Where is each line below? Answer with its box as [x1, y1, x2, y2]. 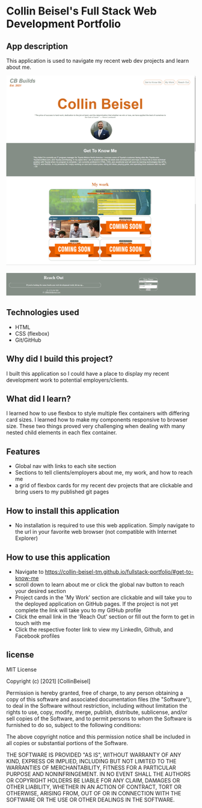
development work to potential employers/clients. [6, 376, 129, 383]
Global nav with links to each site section [14, 463, 117, 470]
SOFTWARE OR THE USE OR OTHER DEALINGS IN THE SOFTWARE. [6, 796, 175, 803]
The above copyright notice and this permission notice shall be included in [6, 733, 191, 740]
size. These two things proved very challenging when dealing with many [6, 423, 185, 430]
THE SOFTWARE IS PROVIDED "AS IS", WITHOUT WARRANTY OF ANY [6, 751, 182, 758]
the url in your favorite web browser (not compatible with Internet [14, 528, 177, 536]
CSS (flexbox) [14, 330, 50, 337]
